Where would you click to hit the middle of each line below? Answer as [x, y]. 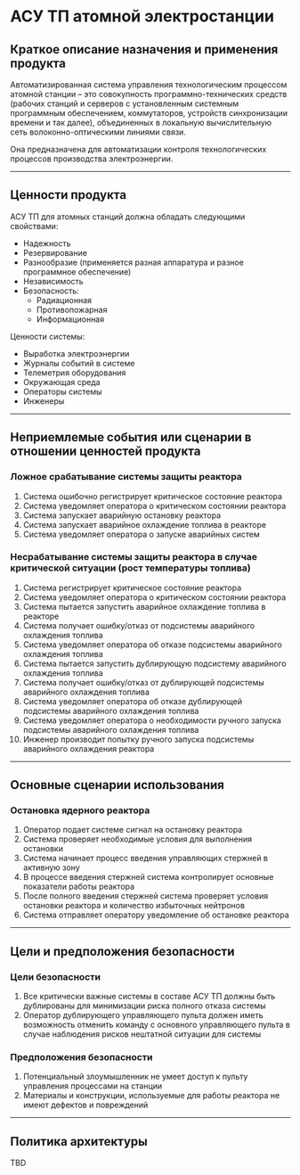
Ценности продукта [69, 195]
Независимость [53, 281]
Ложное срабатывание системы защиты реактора [126, 477]
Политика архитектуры [79, 1142]
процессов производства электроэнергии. [92, 159]
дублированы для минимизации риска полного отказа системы [144, 1006]
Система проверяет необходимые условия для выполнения [138, 839]
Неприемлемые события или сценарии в [131, 437]
